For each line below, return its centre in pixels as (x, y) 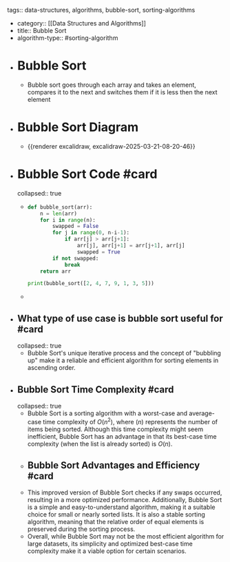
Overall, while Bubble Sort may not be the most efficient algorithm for (126, 537)
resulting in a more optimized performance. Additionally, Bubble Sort (125, 500)
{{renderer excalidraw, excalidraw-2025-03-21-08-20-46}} (111, 146)
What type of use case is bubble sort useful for (120, 319)
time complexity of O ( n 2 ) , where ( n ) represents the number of (130, 421)
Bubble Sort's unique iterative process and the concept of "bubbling (124, 353)
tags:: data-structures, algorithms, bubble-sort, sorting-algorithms (101, 10)
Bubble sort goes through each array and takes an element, (112, 85)
